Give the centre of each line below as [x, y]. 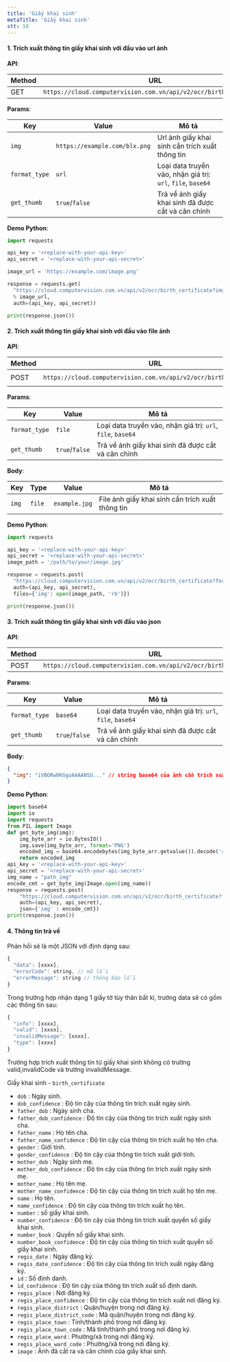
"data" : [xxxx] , [36, 965]
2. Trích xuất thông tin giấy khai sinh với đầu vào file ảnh [89, 331]
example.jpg [73, 503]
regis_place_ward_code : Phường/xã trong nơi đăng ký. [93, 1343]
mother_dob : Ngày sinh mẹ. [55, 1161]
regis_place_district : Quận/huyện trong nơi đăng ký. [94, 1307]
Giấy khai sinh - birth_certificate [56, 1083]
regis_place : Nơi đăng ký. [54, 1293]
